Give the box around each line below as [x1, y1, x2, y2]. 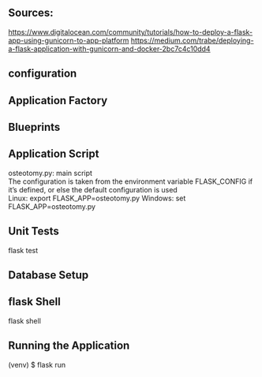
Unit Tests [8, 225, 59, 238]
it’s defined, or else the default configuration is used [8, 185, 178, 194]
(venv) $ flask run [8, 360, 66, 369]
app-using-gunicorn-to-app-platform [8, 35, 129, 45]
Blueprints [8, 120, 61, 133]
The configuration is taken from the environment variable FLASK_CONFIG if [8, 177, 253, 186]
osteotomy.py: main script [8, 168, 93, 177]
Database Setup [8, 268, 89, 282]
